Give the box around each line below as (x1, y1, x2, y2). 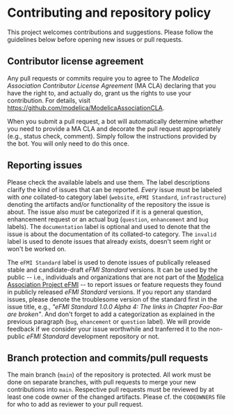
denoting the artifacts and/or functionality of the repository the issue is (7, 200, 210, 208)
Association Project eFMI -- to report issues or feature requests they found (7, 280, 222, 288)
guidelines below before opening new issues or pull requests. (7, 35, 183, 43)
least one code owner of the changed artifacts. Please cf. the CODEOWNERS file (7, 393, 226, 401)
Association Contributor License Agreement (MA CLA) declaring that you (7, 81, 216, 90)
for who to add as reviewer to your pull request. (7, 400, 144, 409)
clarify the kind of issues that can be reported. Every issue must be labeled (7, 185, 223, 194)
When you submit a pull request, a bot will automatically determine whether (7, 117, 224, 125)
